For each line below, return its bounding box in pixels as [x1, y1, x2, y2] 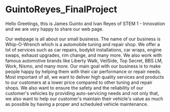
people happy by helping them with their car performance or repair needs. [5, 68, 162, 75]
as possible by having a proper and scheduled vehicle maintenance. [5, 101, 149, 107]
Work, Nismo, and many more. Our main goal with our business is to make [5, 63, 161, 69]
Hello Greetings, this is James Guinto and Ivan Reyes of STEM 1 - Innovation [5, 20, 165, 27]
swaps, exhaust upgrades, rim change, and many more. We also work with [5, 52, 162, 58]
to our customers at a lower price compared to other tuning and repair [5, 79, 153, 85]
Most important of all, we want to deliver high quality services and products [5, 74, 164, 80]
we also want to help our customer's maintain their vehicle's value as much [5, 96, 163, 102]
